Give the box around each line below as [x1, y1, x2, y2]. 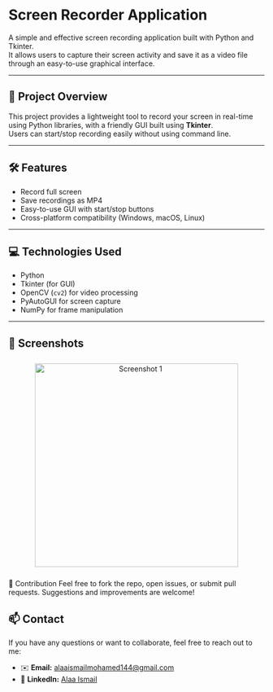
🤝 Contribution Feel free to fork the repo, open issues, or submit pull [8, 579, 236, 589]
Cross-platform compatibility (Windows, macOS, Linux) [19, 212, 206, 222]
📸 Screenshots [8, 336, 84, 350]
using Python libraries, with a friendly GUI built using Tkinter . [8, 120, 214, 129]
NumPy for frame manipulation [19, 305, 123, 315]
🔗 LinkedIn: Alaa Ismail [19, 674, 97, 684]
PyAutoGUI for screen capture [19, 296, 121, 306]
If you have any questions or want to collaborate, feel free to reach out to [8, 637, 253, 647]
